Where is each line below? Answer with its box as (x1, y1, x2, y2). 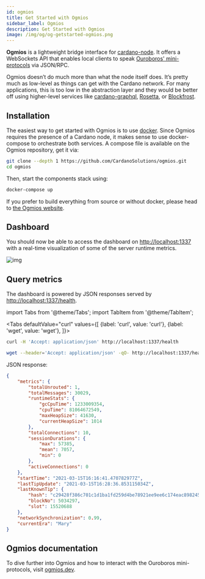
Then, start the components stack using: (6, 175, 109, 182)
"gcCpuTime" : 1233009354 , (38, 401, 105, 407)
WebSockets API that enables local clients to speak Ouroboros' (6, 55, 165, 62)
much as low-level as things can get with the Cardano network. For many (6, 80, 190, 87)
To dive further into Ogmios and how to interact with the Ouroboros (6, 559, 176, 567)
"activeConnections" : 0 (28, 463, 88, 470)
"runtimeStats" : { (28, 396, 75, 402)
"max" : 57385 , (38, 441, 75, 447)
